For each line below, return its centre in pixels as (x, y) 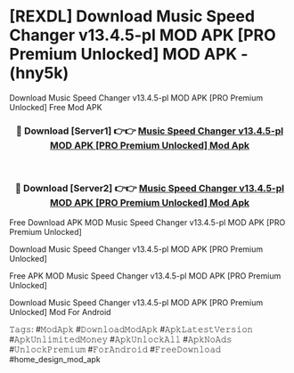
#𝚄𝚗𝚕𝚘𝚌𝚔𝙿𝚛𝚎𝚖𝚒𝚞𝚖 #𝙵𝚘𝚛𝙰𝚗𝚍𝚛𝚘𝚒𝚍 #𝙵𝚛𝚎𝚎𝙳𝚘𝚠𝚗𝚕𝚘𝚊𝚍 (115, 349)
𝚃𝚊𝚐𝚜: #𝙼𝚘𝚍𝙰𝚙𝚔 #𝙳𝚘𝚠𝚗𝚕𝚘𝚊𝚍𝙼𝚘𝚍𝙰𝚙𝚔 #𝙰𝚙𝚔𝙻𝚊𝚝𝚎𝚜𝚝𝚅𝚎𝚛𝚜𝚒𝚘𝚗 (131, 329)
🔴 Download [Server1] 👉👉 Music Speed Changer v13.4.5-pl (150, 131)
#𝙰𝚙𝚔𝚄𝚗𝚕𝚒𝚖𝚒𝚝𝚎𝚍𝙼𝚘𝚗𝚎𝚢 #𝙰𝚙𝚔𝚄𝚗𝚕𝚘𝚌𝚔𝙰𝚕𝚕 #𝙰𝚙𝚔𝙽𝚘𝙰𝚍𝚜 (121, 339)
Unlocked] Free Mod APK (56, 107)
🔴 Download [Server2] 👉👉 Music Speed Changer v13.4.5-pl (150, 189)
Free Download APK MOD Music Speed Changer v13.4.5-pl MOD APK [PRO (147, 222)
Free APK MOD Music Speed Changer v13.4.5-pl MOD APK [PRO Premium (145, 276)
